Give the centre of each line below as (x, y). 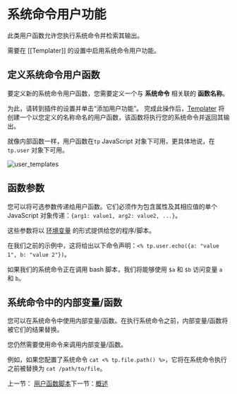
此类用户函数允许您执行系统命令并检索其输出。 (75, 35)
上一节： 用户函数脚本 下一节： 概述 (57, 383)
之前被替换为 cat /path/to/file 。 (57, 369)
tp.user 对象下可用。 (38, 150)
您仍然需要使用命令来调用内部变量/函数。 (67, 344)
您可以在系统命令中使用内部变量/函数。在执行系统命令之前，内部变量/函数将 (118, 321)
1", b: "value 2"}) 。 (39, 254)
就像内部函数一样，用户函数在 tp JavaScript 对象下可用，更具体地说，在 (111, 141)
